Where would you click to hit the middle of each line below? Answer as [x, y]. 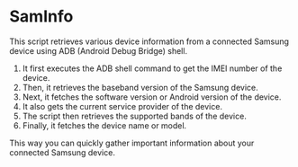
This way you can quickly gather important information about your [132, 143]
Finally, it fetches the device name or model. [104, 125]
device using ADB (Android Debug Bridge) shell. [98, 50]
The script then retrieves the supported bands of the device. [135, 116]
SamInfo [41, 17]
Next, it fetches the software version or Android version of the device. [152, 97]
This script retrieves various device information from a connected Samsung [149, 41]
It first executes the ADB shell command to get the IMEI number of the [152, 68]
